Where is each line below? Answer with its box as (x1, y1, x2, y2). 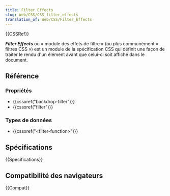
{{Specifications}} (5, 156, 43, 163)
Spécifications (5, 143, 52, 152)
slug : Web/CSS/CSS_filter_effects (5, 12, 79, 17)
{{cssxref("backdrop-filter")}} (12, 99, 75, 105)
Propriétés (5, 87, 32, 94)
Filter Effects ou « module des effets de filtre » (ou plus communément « (5, 41, 159, 47)
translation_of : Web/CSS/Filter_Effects (5, 17, 93, 22)
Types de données (5, 117, 52, 124)
